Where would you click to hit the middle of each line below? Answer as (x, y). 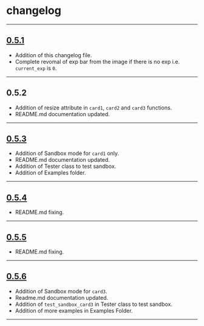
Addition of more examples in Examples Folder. (74, 310)
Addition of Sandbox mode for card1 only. (67, 153)
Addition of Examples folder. (50, 173)
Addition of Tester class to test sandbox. (66, 166)
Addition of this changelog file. (53, 55)
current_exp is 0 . (36, 68)
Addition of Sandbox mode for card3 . (61, 291)
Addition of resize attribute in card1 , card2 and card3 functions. (93, 108)
